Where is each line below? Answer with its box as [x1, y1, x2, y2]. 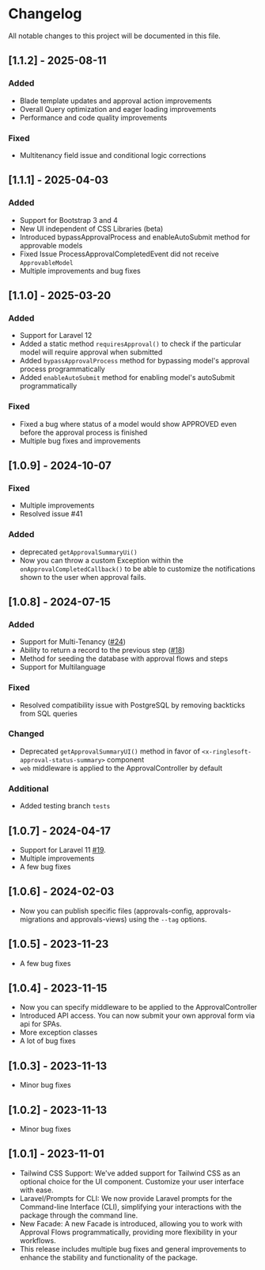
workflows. [19, 1235, 57, 1245]
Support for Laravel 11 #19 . [19, 845, 107, 854]
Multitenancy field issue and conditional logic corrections [19, 150, 206, 159]
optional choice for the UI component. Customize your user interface [19, 1176, 244, 1186]
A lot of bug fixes [19, 1036, 77, 1046]
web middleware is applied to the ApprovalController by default [19, 763, 223, 773]
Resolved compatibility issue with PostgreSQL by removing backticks [19, 700, 245, 710]
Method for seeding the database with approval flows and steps [19, 654, 229, 663]
